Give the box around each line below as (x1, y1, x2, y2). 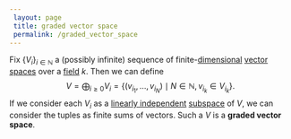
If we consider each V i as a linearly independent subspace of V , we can (9, 98, 274, 111)
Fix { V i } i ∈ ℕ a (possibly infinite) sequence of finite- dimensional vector (9, 55, 269, 67)
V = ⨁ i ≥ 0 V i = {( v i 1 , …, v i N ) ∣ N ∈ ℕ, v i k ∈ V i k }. (65, 81, 235, 95)
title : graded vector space (13, 22, 118, 30)
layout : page (13, 13, 63, 22)
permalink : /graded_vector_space (13, 30, 139, 39)
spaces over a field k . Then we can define (9, 66, 164, 77)
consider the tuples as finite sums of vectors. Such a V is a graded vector (9, 109, 282, 121)
